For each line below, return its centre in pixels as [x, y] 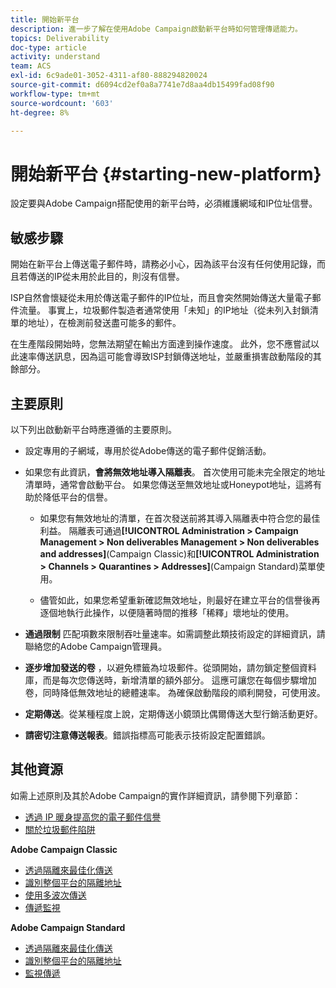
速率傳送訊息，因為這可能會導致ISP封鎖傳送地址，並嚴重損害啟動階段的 [165, 357]
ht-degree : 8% [40, 112]
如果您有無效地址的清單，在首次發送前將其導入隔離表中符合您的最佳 [180, 518]
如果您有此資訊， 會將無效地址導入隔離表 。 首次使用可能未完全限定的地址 [175, 472]
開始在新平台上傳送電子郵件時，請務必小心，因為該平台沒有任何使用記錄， [163, 264]
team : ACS [31, 66]
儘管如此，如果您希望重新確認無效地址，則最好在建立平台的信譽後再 [180, 600]
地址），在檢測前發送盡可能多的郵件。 [104, 323]
